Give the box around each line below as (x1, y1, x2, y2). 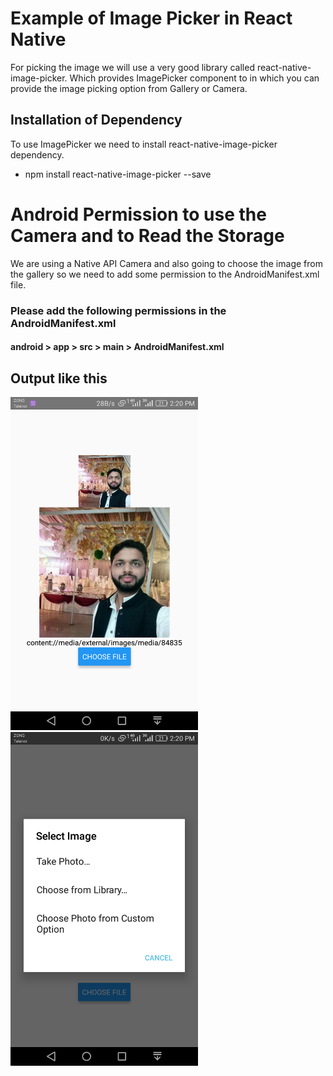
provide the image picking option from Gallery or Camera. (10, 82, 248, 94)
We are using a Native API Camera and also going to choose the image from (10, 257, 323, 269)
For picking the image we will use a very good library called (10, 61, 255, 73)
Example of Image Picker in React (10, 7, 293, 30)
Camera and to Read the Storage (10, 224, 285, 247)
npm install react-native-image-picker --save (24, 168, 212, 180)
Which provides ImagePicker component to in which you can (69, 72, 320, 84)
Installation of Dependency (10, 112, 183, 129)
